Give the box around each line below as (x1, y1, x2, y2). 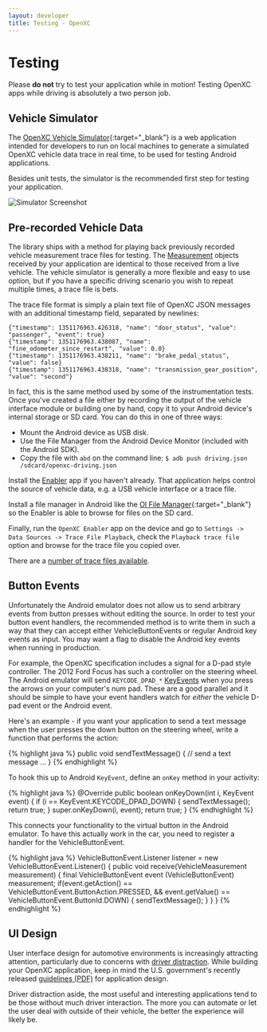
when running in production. (8, 642, 101, 652)
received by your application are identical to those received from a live (8, 259, 240, 268)
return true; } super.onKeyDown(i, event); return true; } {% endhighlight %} (8, 804, 253, 815)
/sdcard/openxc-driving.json (19, 462, 117, 470)
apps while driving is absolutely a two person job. (8, 89, 171, 98)
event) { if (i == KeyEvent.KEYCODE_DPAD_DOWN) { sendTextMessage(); (8, 796, 251, 806)
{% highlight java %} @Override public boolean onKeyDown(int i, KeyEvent (8, 788, 254, 797)
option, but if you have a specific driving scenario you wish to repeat (8, 276, 234, 286)
